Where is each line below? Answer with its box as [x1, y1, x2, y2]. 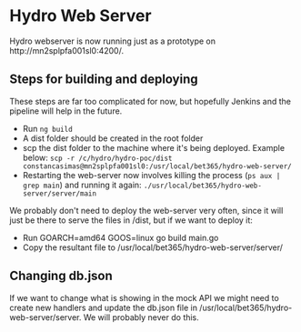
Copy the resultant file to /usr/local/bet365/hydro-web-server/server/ [22, 242, 284, 253]
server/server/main [22, 188, 97, 198]
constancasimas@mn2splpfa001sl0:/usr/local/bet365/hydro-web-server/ [22, 161, 293, 171]
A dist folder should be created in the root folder [22, 133, 204, 144]
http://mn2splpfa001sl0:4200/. [9, 45, 125, 55]
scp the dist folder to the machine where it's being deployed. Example [22, 142, 285, 153]
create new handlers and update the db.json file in [9, 302, 198, 313]
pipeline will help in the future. [9, 106, 123, 116]
